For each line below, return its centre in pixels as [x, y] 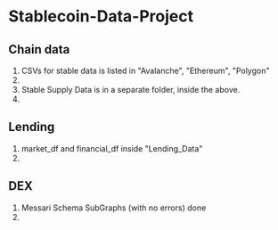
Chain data [39, 49]
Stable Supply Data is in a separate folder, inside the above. [131, 90]
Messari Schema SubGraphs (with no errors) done [114, 208]
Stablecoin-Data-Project [101, 16]
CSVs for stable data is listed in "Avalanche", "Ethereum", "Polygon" [145, 70]
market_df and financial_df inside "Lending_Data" [112, 148]
